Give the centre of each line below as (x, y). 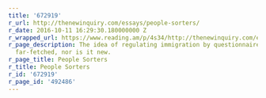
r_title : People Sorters (49, 67)
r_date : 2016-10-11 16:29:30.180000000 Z (78, 30)
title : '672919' (35, 15)
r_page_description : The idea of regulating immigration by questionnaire (134, 45)
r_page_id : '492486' (42, 81)
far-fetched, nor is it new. (63, 52)
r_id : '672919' (33, 74)
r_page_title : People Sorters (58, 60)
